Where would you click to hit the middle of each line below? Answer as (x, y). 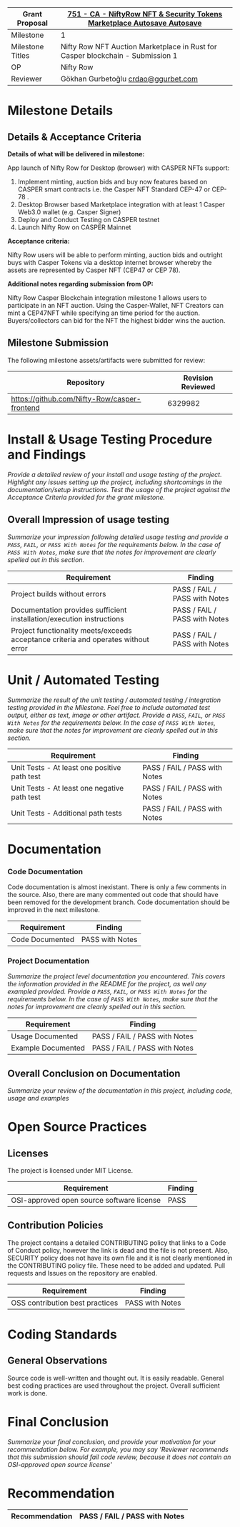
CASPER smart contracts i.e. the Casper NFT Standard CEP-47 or (114, 189)
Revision (198, 378)
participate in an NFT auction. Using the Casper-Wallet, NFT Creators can (115, 305)
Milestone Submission (58, 343)
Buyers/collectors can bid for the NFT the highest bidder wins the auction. (116, 320)
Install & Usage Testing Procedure (110, 439)
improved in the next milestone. (54, 909)
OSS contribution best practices (65, 1303)
